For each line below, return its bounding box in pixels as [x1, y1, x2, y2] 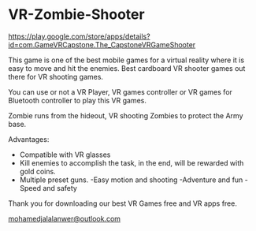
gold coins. [19, 166, 57, 176]
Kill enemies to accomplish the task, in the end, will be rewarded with [19, 158, 244, 167]
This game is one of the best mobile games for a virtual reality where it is [8, 55, 245, 65]
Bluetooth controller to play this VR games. [8, 95, 147, 105]
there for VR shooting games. [8, 72, 104, 81]
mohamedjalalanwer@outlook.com [8, 214, 121, 223]
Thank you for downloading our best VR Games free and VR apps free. [8, 199, 238, 208]
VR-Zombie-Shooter [8, 6, 145, 24]
